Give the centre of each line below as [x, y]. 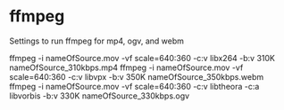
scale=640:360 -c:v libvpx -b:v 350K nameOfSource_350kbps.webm [137, 76]
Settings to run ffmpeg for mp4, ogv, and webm [97, 41]
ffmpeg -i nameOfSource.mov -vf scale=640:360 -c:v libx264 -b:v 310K [142, 58]
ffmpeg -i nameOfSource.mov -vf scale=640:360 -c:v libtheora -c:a [134, 86]
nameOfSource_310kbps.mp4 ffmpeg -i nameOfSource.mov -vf [126, 67]
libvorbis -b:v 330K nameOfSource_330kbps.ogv [100, 96]
